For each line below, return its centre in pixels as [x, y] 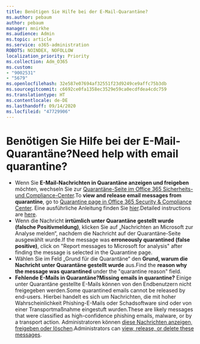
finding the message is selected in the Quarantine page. [84, 252]
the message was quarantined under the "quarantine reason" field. [98, 271]
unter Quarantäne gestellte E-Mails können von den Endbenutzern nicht [103, 284]
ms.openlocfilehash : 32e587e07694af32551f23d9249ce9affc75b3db [87, 84]
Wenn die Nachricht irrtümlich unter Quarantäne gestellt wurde [94, 221]
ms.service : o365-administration [48, 45]
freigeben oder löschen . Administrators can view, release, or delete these [104, 328]
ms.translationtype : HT [36, 95]
